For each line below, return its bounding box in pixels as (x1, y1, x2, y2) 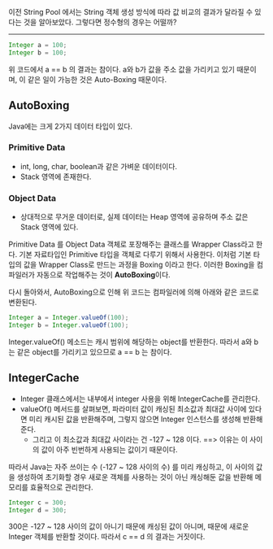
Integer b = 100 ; (8, 48, 67, 57)
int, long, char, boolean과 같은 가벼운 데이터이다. (19, 161, 177, 171)
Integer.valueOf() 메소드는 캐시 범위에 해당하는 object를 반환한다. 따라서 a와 (8, 337, 253, 346)
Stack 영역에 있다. (19, 222, 79, 232)
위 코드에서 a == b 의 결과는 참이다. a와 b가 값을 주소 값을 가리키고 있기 (8, 64, 236, 74)
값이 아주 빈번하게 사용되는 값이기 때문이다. (41, 444, 178, 454)
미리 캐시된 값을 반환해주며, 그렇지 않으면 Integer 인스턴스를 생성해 (28, 414, 241, 424)
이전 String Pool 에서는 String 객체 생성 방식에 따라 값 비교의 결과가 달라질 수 (8, 7, 253, 16)
